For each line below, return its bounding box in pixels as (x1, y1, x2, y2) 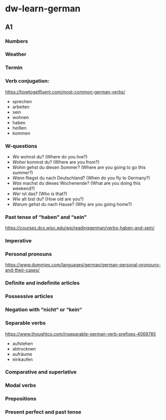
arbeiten (12, 104, 30, 110)
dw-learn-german (5, 3, 81, 14)
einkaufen (12, 356, 33, 362)
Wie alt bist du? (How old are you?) (12, 196, 84, 202)
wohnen (12, 114, 29, 120)
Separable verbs (5, 320, 46, 327)
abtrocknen (12, 346, 36, 351)
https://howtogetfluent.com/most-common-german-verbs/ (5, 89, 125, 95)
